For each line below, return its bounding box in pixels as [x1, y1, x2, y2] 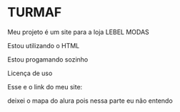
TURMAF [7, 4, 62, 21]
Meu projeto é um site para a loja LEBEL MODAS [7, 28, 150, 36]
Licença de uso [7, 69, 53, 77]
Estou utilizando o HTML [7, 41, 80, 50]
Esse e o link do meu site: [7, 82, 83, 91]
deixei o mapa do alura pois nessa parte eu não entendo [7, 96, 173, 105]
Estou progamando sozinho [7, 55, 89, 64]
